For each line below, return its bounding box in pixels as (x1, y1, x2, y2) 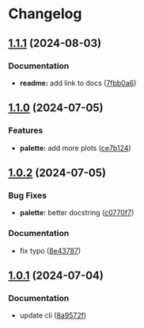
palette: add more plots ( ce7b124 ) (19, 143, 132, 152)
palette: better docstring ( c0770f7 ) (19, 208, 135, 218)
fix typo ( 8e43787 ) (19, 245, 81, 255)
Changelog (8, 5, 82, 23)
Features (8, 125, 44, 136)
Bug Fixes (8, 190, 47, 201)
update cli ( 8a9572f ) (19, 311, 87, 320)
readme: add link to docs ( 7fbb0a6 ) (19, 78, 137, 87)
